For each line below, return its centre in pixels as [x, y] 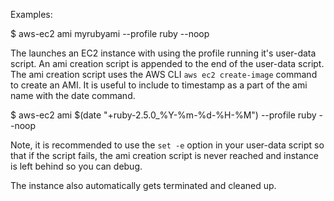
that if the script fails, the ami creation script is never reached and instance [165, 155]
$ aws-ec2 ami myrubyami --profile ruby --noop [110, 33]
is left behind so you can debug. [76, 166]
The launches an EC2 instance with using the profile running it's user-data [163, 53]
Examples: [31, 14]
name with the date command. [73, 95]
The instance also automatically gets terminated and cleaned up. [143, 185]
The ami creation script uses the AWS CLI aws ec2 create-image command [164, 74]
